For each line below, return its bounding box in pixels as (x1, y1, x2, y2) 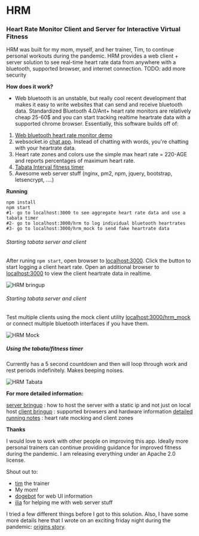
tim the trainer (14, 480, 50, 487)
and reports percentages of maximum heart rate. (14, 157, 136, 165)
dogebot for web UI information (14, 492, 93, 499)
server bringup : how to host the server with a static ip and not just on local (6, 401, 191, 408)
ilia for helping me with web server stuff (14, 498, 113, 506)
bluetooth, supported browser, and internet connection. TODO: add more (6, 65, 186, 72)
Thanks (6, 426, 26, 433)
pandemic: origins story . (6, 523, 66, 530)
